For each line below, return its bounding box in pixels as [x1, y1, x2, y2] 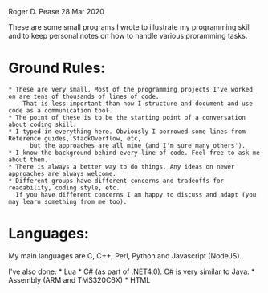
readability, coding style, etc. [8, 184, 120, 192]
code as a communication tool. [8, 106, 113, 115]
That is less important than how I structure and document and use [22, 100, 253, 108]
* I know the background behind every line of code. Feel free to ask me [8, 149, 261, 157]
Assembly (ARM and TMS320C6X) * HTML [8, 275, 151, 284]
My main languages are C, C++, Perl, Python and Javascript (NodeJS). [8, 250, 242, 260]
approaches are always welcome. [8, 169, 116, 177]
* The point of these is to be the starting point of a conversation [8, 113, 246, 121]
